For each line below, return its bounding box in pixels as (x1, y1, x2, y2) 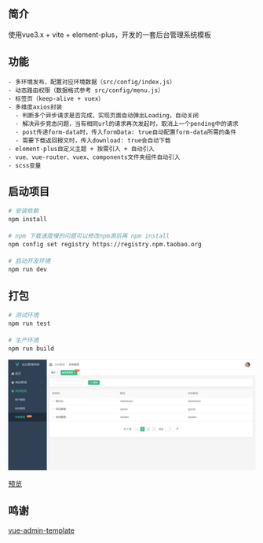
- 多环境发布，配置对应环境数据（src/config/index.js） (8, 78, 176, 86)
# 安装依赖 (8, 207, 39, 215)
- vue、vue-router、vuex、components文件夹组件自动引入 (8, 153, 181, 161)
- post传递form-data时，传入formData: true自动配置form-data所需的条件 (15, 128, 237, 136)
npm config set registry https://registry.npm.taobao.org (8, 240, 202, 248)
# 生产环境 (8, 336, 39, 344)
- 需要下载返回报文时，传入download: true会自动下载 (15, 136, 171, 144)
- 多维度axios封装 (8, 103, 63, 111)
